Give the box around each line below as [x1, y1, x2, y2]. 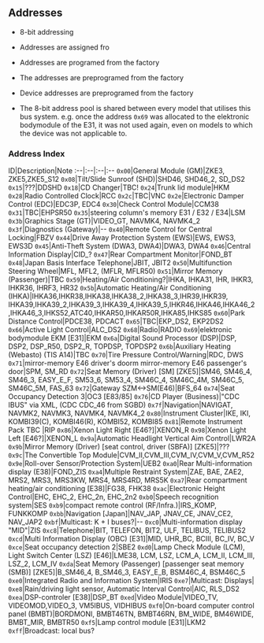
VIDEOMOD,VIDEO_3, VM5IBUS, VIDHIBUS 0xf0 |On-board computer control [8, 601, 255, 611]
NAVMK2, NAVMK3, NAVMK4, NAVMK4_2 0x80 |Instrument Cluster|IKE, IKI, [8, 408, 251, 418]
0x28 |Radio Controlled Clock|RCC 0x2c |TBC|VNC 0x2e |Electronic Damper [8, 191, 244, 201]
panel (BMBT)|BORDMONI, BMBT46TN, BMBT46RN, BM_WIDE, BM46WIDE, [8, 609, 254, 619]
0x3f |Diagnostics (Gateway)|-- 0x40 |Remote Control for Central [8, 224, 213, 235]
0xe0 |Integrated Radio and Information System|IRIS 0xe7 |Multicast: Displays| [8, 576, 255, 586]
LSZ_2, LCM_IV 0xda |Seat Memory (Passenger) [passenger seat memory [8, 559, 244, 569]
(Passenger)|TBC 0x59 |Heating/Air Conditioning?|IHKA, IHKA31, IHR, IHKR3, [8, 275, 254, 284]
